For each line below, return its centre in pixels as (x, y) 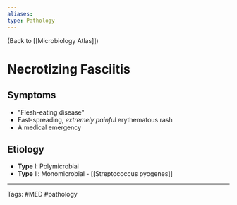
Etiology (26, 149)
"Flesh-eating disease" (51, 112)
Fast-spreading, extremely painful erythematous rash (95, 119)
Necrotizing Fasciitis (69, 69)
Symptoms (32, 95)
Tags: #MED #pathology (42, 194)
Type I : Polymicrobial (48, 166)
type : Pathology (31, 20)
